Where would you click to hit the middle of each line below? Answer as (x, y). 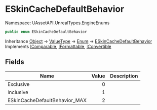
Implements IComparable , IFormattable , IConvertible (58, 46)
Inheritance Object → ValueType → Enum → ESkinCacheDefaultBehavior (78, 41)
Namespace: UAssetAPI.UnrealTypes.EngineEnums (57, 23)
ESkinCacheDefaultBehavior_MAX (47, 100)
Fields (15, 62)
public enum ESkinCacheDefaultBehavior (46, 32)
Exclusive (19, 84)
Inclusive (18, 92)
